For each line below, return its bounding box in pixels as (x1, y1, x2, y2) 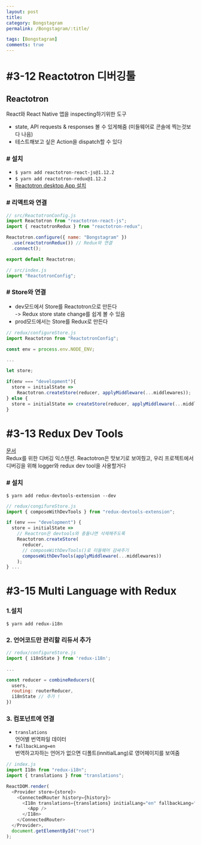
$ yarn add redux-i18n (6, 621, 63, 627)
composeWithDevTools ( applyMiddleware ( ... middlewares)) (22, 553, 162, 559)
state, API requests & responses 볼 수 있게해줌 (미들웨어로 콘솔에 (14, 123, 170, 130)
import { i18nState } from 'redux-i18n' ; (6, 655, 111, 661)
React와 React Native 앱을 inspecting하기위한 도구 (6, 110, 127, 117)
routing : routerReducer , (11, 688, 74, 694)
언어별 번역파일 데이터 (14, 735, 67, 743)
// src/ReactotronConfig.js (6, 212, 77, 219)
